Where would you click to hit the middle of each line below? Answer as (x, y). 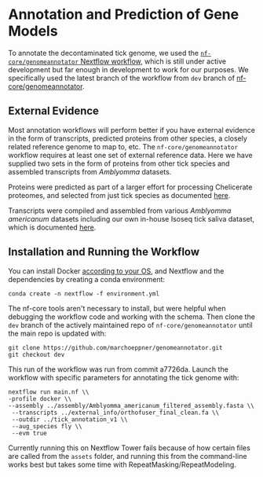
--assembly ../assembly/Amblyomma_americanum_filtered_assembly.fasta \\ (131, 405)
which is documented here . (52, 227)
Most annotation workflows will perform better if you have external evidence (131, 130)
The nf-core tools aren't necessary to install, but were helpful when (117, 308)
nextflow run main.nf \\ (49, 392)
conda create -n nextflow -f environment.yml (84, 294)
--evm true (29, 433)
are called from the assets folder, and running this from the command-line (128, 456)
